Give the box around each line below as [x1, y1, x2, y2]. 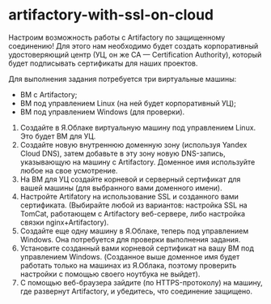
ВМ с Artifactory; [19, 89, 78, 99]
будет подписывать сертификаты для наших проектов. [8, 58, 198, 68]
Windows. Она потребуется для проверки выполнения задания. [19, 234, 241, 244]
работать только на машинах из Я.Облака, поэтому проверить [19, 260, 237, 270]
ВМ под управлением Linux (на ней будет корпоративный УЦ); [19, 98, 236, 108]
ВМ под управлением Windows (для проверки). [19, 107, 185, 117]
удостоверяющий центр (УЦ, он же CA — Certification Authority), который [8, 49, 262, 59]
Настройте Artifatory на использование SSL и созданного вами [19, 191, 239, 201]
